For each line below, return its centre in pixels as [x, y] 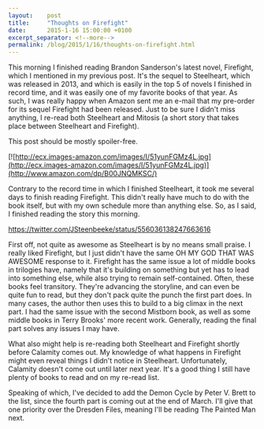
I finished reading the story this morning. [74, 214]
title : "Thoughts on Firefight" [68, 23]
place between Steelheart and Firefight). [74, 126]
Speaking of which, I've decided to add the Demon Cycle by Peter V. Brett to [132, 393]
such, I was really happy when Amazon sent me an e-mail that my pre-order [131, 101]
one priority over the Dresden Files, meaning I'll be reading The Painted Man [132, 410]
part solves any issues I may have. [64, 329]
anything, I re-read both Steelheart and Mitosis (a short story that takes [124, 118]
